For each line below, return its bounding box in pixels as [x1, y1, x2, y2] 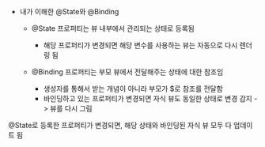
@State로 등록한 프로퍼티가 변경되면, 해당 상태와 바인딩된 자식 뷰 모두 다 [8, 121, 232, 130]
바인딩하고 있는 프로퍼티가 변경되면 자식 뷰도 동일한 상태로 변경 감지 [43, 94, 253, 103]
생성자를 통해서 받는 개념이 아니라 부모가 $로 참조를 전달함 [43, 84, 223, 93]
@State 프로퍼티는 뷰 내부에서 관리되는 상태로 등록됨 [31, 24, 195, 33]
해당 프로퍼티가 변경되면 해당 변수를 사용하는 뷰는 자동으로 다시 [43, 40, 238, 50]
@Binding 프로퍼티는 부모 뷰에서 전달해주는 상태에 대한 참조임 [31, 67, 224, 77]
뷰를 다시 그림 [50, 104, 93, 113]
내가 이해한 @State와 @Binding [19, 7, 119, 16]
